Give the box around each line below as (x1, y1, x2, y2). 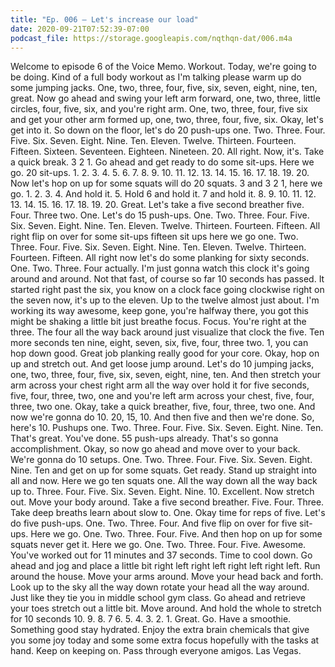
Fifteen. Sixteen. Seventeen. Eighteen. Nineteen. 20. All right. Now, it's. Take (10, 146, 325, 158)
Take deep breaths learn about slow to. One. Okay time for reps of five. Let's (10, 507, 326, 519)
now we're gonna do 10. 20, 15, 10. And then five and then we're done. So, (10, 411, 315, 423)
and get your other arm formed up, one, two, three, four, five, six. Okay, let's (10, 114, 324, 126)
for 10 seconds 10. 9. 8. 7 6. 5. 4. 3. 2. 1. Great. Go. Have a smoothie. (10, 613, 292, 625)
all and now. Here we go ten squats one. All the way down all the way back (10, 475, 318, 487)
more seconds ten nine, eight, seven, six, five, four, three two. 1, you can (10, 337, 309, 349)
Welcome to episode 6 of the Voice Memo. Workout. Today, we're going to (10, 61, 317, 73)
